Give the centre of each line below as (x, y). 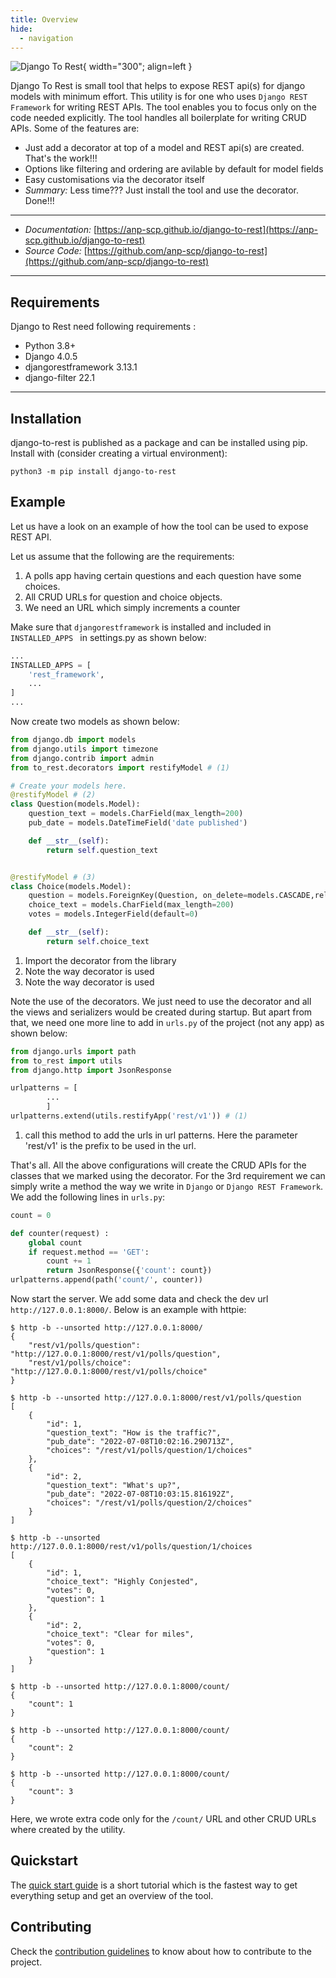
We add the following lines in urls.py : (88, 1197)
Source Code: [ (56, 251)
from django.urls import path (73, 1051)
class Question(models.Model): (75, 804)
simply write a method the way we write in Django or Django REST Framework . (167, 1186)
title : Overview (44, 19)
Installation (46, 418)
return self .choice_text (98, 941)
